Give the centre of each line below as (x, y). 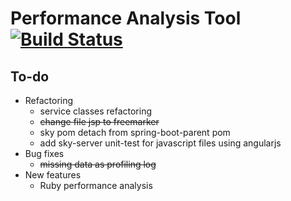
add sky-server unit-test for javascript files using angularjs (160, 143)
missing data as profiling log (98, 164)
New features (53, 175)
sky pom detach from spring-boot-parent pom (135, 132)
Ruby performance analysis (96, 185)
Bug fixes (44, 153)
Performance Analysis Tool (126, 18)
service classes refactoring (96, 111)
